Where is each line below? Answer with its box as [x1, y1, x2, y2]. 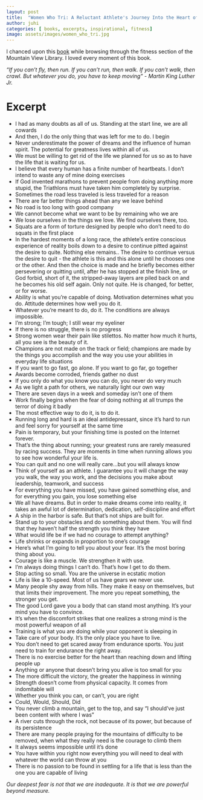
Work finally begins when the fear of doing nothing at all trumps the [14, 397, 183, 404]
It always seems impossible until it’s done [14, 743, 118, 750]
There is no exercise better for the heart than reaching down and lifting [14, 654, 192, 661]
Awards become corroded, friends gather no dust [14, 371, 139, 378]
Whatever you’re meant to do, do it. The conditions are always [14, 307, 170, 314]
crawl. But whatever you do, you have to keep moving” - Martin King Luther [6, 73, 195, 80]
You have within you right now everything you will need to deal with [14, 750, 183, 757]
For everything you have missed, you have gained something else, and [14, 486, 191, 493]
